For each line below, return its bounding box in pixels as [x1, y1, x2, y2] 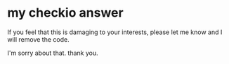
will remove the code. [7, 35, 70, 43]
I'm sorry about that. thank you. [7, 49, 98, 57]
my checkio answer [7, 5, 124, 21]
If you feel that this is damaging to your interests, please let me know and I [7, 28, 223, 36]
